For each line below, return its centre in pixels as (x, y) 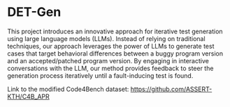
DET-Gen (34, 12)
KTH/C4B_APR (29, 96)
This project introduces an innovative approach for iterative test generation (115, 31)
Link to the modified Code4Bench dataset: (68, 89)
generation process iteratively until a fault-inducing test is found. (100, 75)
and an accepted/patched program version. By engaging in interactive (108, 60)
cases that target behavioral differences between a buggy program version (115, 53)
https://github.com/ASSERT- (171, 89)
